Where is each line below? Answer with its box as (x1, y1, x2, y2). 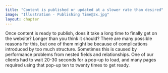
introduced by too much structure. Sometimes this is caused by (5, 46, 137, 52)
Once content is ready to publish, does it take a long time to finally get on (5, 30, 157, 36)
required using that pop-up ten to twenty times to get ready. (5, 62, 130, 68)
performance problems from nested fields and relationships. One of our (5, 51, 154, 57)
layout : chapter (5, 16, 39, 21)
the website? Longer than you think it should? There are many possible (5, 35, 152, 41)
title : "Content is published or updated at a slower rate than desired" (5, 7, 164, 12)
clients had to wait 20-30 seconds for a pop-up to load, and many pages (5, 57, 156, 63)
